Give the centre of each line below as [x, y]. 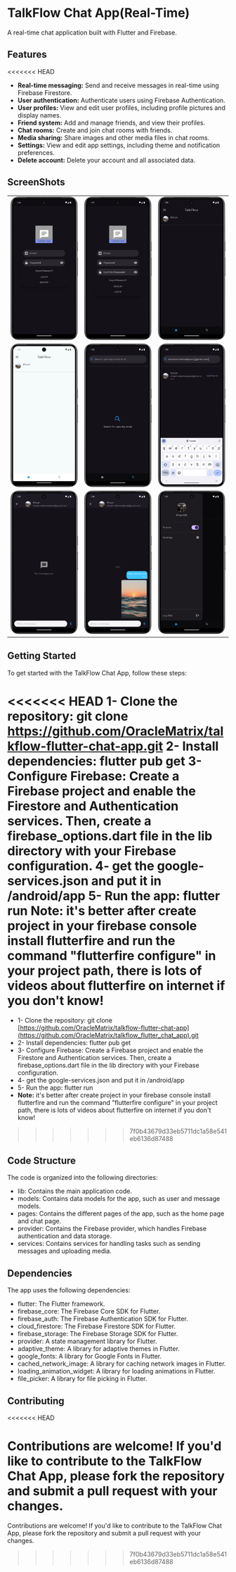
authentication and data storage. [65, 1236]
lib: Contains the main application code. [74, 1191]
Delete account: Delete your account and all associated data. [106, 160]
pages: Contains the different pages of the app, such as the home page [121, 1214]
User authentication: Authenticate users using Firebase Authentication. [122, 100]
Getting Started [42, 656]
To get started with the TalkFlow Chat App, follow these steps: [97, 673]
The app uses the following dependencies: [69, 1290]
